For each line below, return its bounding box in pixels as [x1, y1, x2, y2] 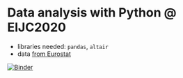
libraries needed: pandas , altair [17, 42, 109, 50]
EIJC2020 [7, 19, 66, 35]
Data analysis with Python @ [7, 5, 177, 21]
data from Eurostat [17, 50, 72, 58]
